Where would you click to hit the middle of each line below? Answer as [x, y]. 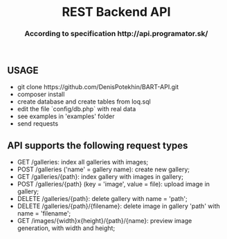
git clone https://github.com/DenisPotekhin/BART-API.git [98, 87]
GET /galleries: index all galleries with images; [83, 162]
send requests [38, 124]
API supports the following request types [98, 145]
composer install [41, 95]
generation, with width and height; [66, 228]
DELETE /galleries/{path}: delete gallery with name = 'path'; [102, 199]
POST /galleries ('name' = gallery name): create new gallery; [103, 169]
